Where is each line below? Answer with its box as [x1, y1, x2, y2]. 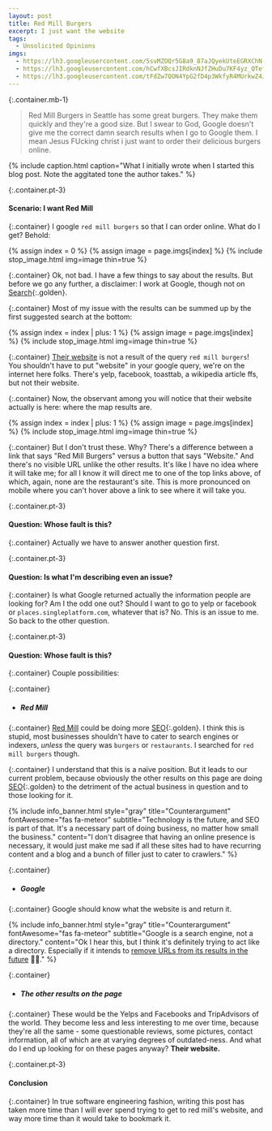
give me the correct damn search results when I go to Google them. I [28, 127, 258, 137]
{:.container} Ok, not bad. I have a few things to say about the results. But [8, 270, 253, 280]
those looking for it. [8, 791, 74, 801]
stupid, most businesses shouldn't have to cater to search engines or [8, 732, 239, 741]
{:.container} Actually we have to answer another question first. [8, 537, 220, 548]
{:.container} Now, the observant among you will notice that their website [8, 393, 253, 403]
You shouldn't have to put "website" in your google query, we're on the [8, 360, 245, 370]
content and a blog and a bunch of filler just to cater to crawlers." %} [8, 849, 238, 859]
